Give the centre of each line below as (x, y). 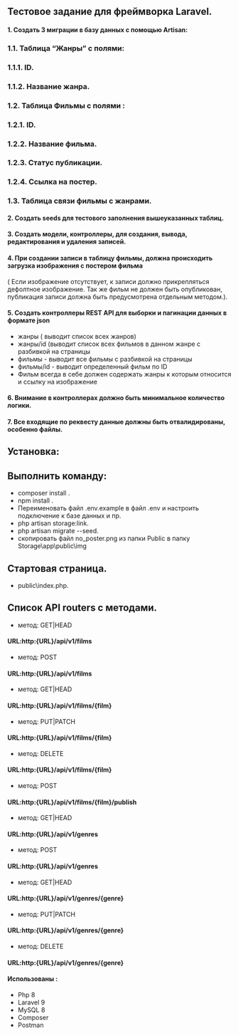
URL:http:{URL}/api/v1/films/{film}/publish (72, 802)
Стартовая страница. (57, 568)
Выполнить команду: (57, 476)
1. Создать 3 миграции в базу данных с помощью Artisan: (98, 30)
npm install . (36, 500)
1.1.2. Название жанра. (49, 86)
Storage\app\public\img (52, 546)
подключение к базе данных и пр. (69, 516)
